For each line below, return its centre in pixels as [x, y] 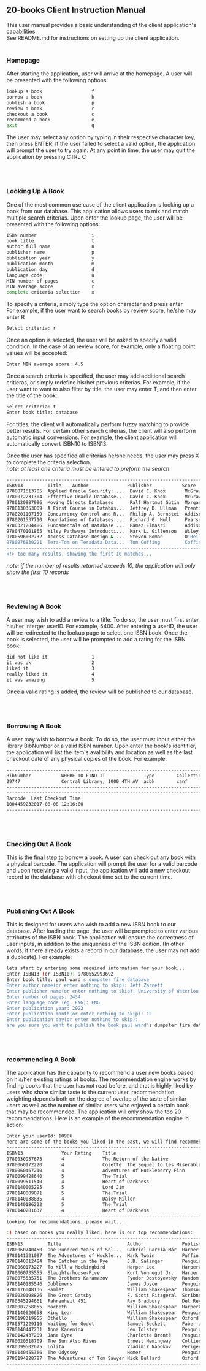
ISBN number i [51, 235]
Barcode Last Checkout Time [44, 799]
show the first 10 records [38, 572]
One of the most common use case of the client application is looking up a [100, 204]
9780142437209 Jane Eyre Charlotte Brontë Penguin [104, 1335]
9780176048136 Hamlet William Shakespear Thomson [104, 1290]
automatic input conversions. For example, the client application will [92, 437]
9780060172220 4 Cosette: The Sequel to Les [90, 1164]
